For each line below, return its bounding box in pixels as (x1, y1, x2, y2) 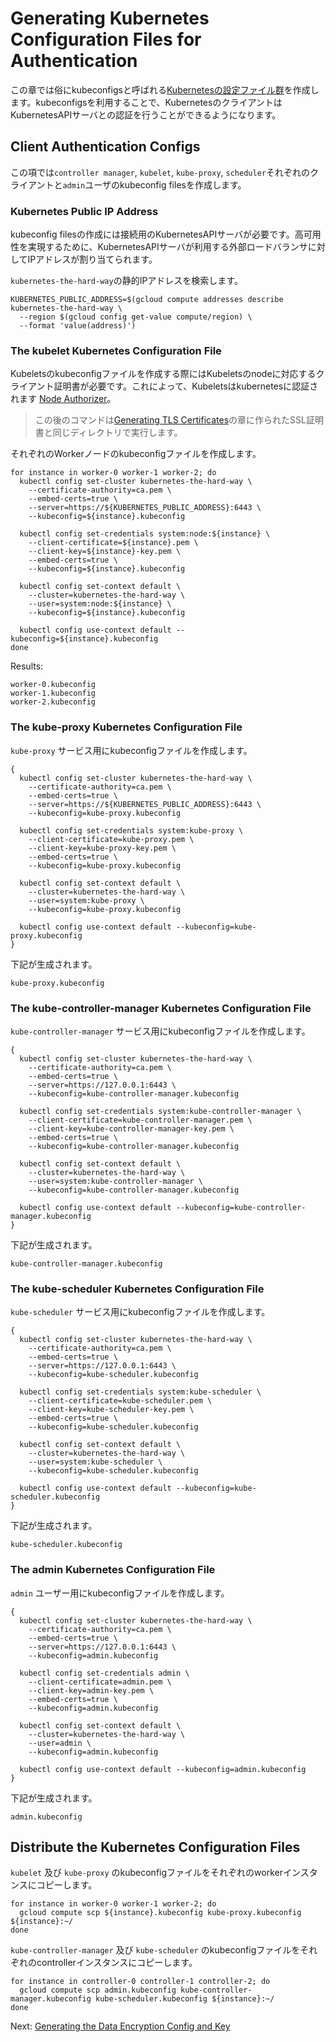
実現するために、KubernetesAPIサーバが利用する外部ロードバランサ (27, 241, 308, 253)
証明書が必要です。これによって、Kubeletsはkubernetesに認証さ (53, 380, 319, 392)
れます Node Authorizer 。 (10, 393, 117, 405)
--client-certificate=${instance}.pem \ (28, 538, 199, 548)
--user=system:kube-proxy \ (28, 895, 145, 906)
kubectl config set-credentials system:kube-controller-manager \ (19, 1106, 302, 1116)
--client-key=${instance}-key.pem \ (28, 547, 182, 557)
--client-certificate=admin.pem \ (28, 1677, 172, 1687)
